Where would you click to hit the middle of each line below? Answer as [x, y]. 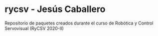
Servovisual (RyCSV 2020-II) [34, 28]
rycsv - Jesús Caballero [55, 9]
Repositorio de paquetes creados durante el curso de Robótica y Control [79, 23]
